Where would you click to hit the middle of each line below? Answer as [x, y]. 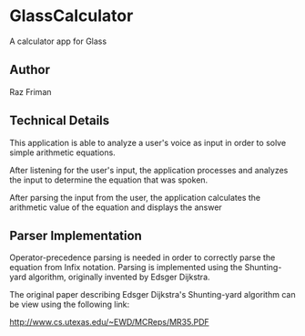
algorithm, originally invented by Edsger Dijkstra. [120, 277]
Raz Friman [30, 91]
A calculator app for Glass [58, 41]
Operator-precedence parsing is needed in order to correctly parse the [142, 257]
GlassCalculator [71, 16]
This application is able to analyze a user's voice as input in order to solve [148, 142]
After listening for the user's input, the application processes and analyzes [149, 170]
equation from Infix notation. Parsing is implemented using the [126, 268]
